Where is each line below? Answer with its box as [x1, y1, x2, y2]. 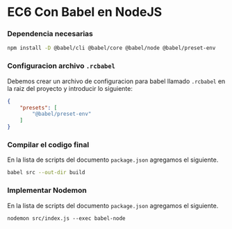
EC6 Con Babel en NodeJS [7, 4, 163, 20]
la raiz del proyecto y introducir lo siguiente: [7, 84, 133, 92]
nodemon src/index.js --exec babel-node [7, 214, 126, 222]
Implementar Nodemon [7, 185, 87, 195]
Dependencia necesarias [7, 29, 94, 39]
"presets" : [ [19, 104, 58, 111]
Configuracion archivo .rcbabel [7, 61, 116, 71]
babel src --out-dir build [7, 169, 85, 176]
